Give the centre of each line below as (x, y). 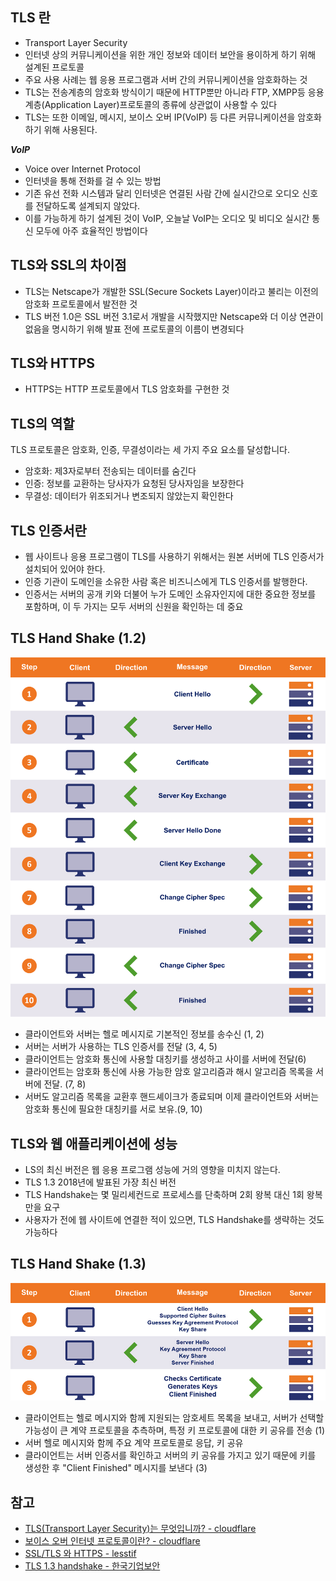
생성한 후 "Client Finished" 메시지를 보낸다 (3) (116, 1468)
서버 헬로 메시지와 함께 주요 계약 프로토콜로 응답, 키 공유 (134, 1443)
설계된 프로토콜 (54, 67)
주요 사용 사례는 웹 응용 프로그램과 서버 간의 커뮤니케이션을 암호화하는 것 (166, 79)
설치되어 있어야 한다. (65, 569)
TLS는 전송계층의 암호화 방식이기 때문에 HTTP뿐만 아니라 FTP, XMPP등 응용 (174, 92)
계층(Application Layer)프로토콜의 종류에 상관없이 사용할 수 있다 (151, 104)
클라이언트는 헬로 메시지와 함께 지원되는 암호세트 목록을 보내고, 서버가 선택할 (174, 1418)
